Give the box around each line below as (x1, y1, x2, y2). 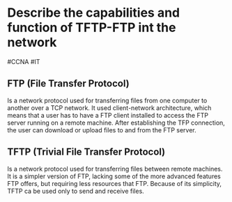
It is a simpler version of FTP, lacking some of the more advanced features (7, 172, 221, 180)
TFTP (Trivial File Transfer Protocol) (7, 146, 166, 158)
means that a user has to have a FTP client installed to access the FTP (7, 111, 209, 119)
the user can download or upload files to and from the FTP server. (7, 125, 196, 134)
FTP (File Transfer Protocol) (7, 78, 130, 90)
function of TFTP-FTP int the (7, 20, 176, 36)
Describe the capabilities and (7, 5, 180, 21)
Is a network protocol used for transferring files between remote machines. (7, 164, 223, 173)
